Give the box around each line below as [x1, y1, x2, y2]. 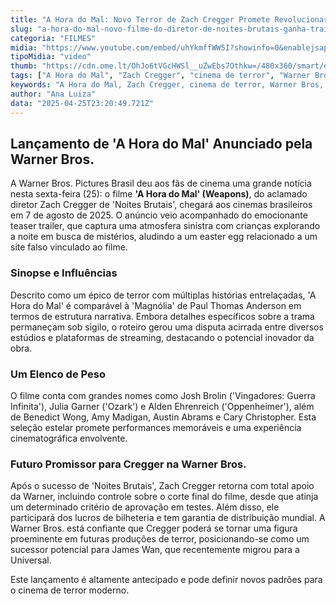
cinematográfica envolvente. [10, 432, 128, 444]
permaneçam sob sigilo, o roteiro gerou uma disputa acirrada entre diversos [10, 321, 324, 333]
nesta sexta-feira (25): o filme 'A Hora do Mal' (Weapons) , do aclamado [10, 188, 308, 200]
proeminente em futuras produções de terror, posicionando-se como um [10, 533, 310, 545]
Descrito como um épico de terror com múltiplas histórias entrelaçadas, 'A [10, 289, 317, 301]
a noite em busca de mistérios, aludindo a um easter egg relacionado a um [10, 231, 318, 243]
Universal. [10, 554, 52, 566]
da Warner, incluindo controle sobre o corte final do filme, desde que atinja [10, 491, 319, 503]
